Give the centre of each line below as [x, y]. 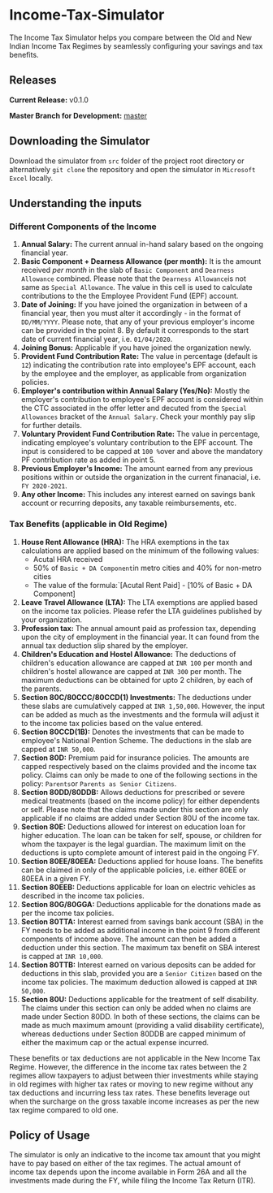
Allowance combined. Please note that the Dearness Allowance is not [133, 279]
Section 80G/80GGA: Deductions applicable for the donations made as [141, 904]
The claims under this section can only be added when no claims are [136, 1008]
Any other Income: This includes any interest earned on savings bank [138, 495]
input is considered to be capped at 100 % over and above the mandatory [142, 452]
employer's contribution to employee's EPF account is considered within [142, 400]
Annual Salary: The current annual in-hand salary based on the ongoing [142, 244]
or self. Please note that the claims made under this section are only [134, 809]
